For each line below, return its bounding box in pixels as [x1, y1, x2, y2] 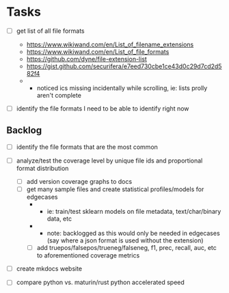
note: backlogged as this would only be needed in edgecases [46, 229, 220, 238]
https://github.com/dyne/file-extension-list [26, 55, 148, 63]
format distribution [16, 165, 69, 172]
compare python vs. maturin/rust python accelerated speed [16, 278, 185, 287]
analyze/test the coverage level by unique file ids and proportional [16, 156, 203, 165]
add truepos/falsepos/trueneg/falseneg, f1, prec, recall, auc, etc [36, 244, 217, 252]
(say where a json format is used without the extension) [46, 236, 204, 245]
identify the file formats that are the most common [16, 143, 159, 151]
